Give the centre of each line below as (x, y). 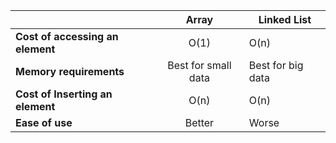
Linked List (285, 19)
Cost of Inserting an (64, 94)
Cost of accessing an (67, 36)
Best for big (276, 65)
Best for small (199, 65)
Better (199, 122)
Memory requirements (70, 71)
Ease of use (44, 122)
